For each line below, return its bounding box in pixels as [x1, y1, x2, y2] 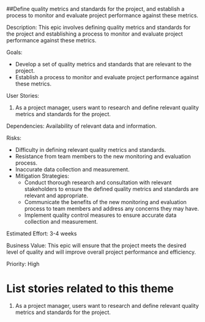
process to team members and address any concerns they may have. [24, 205, 199, 212]
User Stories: [6, 92, 40, 99]
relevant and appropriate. [24, 192, 89, 199]
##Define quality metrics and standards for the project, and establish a [6, 6, 185, 12]
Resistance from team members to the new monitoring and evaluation [15, 153, 191, 160]
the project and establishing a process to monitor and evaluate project [6, 30, 184, 37]
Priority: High [6, 261, 40, 267]
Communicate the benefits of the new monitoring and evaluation [24, 198, 187, 205]
